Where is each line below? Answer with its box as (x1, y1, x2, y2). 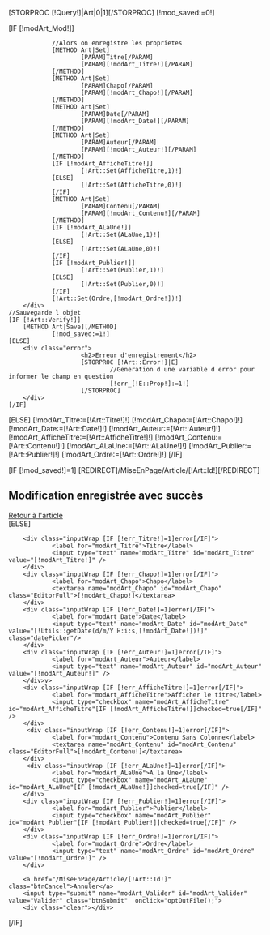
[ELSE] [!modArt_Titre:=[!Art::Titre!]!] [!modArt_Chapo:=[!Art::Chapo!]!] (8, 415, 243, 425)
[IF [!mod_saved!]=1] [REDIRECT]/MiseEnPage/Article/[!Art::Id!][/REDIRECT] (8, 465, 260, 474)
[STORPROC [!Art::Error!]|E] (80, 358, 179, 367)
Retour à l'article (8, 510, 63, 520)
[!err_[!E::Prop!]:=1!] (109, 380, 190, 388)
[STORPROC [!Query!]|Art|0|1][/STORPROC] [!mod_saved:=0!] (8, 8, 215, 17)
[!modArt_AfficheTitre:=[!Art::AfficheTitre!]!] (8, 432, 154, 442)
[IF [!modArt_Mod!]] (8, 24, 74, 32)
